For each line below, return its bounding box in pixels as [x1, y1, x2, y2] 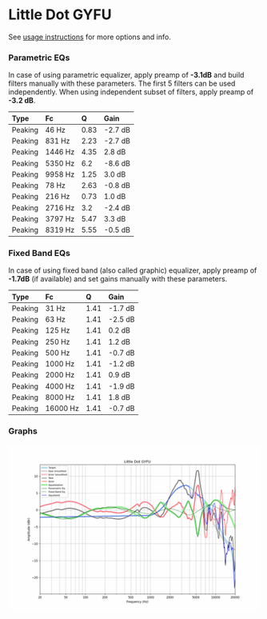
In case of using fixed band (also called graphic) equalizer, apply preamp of [8, 266, 257, 275]
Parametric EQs [8, 52, 70, 63]
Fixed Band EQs [8, 247, 70, 258]
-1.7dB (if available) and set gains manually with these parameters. [8, 274, 228, 284]
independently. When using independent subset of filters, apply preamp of [8, 87, 254, 97]
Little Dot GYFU [8, 6, 112, 24]
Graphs [8, 425, 38, 437]
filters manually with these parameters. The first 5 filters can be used [8, 78, 236, 89]
